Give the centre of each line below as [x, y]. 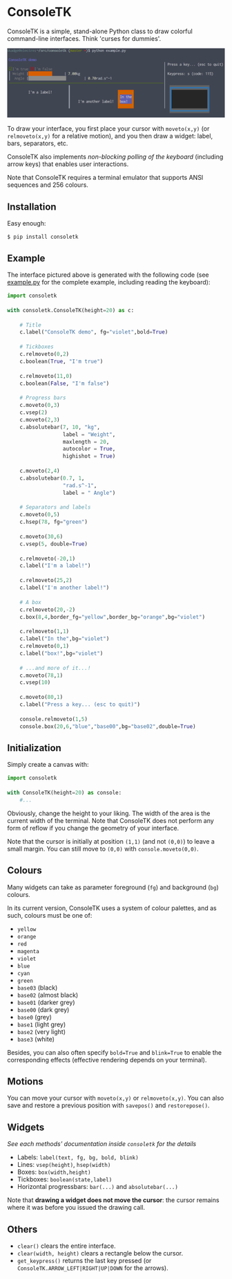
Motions [25, 1081]
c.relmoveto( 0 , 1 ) [45, 646]
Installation [32, 207]
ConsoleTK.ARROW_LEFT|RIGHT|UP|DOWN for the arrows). [93, 1268]
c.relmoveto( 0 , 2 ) [45, 354]
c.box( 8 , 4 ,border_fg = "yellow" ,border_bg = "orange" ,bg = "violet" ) [113, 617]
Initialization [35, 748]
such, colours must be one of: [50, 915]
